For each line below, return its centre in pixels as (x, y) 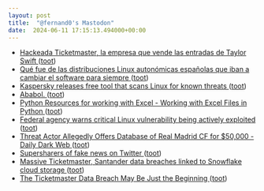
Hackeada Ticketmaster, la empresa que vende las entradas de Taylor (133, 53)
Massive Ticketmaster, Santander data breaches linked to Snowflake (131, 162)
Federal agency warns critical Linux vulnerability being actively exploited (138, 120)
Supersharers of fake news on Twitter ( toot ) (91, 153)
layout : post (30, 15)
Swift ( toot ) (38, 61)
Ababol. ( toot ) (42, 95)
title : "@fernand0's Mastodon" (61, 23)
